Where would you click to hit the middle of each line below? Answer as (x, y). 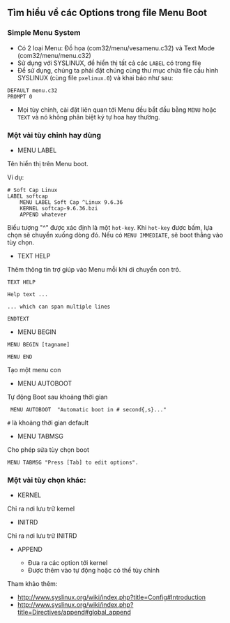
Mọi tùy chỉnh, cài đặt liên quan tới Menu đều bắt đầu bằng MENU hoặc (117, 110)
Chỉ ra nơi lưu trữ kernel (41, 509)
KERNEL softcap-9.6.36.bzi (59, 208)
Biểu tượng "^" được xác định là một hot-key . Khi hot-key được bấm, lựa (110, 227)
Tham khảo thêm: (32, 584)
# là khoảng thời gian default (48, 423)
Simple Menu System (44, 33)
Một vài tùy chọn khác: (47, 480)
